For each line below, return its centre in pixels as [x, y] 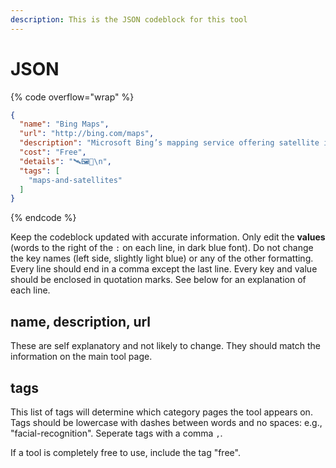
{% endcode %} [43, 218]
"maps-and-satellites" [75, 180]
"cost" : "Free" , [53, 152]
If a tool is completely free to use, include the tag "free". [125, 452]
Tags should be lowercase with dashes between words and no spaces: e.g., [166, 422]
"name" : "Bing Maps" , [64, 124]
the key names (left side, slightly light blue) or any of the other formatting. [162, 258]
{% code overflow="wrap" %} [72, 97]
